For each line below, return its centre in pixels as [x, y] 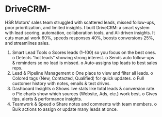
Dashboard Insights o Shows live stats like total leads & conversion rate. [84, 88]
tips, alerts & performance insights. [47, 99]
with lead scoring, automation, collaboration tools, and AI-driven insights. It [80, 33]
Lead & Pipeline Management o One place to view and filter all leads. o [82, 73]
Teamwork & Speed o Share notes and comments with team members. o [84, 104]
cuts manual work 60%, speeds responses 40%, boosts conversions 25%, [80, 38]
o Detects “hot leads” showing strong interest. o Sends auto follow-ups [83, 57]
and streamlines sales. [27, 43]
